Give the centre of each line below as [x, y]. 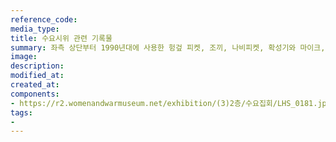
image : [24, 57]
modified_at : [37, 76]
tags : [21, 112]
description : [37, 66]
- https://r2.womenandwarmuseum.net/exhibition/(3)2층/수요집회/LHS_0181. [164, 103]
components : [35, 94]
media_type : [35, 29]
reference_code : [44, 19]
